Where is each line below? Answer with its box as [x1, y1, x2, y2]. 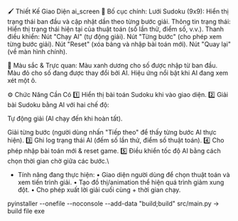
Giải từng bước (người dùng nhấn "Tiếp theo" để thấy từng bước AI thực [7, 128, 217, 136]
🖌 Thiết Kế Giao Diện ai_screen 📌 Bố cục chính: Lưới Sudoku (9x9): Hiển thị [7, 7, 229, 16]
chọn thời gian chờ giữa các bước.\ [7, 157, 109, 165]
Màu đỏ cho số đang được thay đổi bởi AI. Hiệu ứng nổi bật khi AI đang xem [7, 69, 229, 77]
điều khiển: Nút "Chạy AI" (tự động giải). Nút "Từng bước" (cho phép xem [7, 33, 222, 40]
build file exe [7, 207, 45, 215]
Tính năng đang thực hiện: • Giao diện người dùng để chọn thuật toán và [17, 171, 230, 178]
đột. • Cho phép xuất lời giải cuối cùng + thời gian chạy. [17, 186, 181, 194]
